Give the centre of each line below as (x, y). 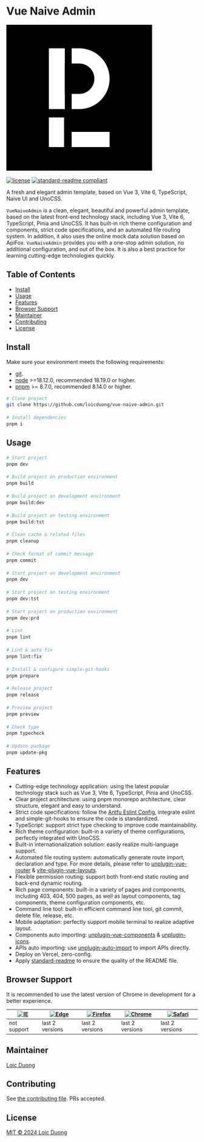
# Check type (23, 727)
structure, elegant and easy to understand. (69, 805)
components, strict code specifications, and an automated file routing (93, 230)
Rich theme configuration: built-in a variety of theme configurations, (100, 831)
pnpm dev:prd (23, 618)
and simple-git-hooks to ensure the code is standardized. (87, 818)
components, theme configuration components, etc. (80, 902)
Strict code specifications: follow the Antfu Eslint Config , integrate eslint (105, 812)
